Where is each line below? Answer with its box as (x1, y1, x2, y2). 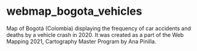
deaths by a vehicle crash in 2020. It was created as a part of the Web (6, 31, 184, 38)
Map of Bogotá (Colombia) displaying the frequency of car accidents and (6, 25, 191, 32)
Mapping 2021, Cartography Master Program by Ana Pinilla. (6, 37, 156, 45)
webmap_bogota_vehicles (6, 4, 142, 18)
